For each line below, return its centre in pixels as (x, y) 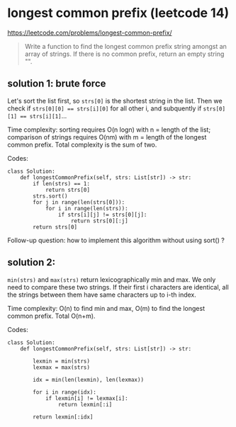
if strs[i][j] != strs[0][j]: (102, 215)
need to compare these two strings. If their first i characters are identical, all (118, 287)
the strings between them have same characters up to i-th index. (102, 295)
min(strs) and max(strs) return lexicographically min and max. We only (112, 279)
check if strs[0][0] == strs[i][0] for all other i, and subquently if (105, 108)
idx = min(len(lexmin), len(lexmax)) (88, 380)
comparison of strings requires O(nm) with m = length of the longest (107, 137)
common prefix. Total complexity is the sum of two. (82, 144)
